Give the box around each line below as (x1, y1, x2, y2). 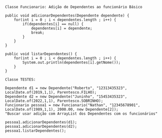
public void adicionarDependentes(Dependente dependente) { (5, 13, 130, 18)
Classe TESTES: (5, 77, 36, 82)
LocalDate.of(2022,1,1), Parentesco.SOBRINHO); (5, 99, 104, 103)
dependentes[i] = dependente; (31, 26, 92, 31)
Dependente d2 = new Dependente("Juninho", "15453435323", (5, 94, 127, 99)
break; (31, 30, 45, 35)
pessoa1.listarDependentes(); (5, 128, 67, 133)
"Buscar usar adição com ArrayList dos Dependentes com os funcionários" (5, 111, 158, 116)
